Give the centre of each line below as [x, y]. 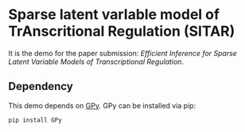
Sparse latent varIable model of [114, 15]
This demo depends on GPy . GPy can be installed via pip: [102, 105]
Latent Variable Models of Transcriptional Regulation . [96, 62]
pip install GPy [35, 120]
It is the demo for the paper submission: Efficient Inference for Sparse [122, 53]
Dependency [41, 87]
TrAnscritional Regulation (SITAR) [122, 31]
